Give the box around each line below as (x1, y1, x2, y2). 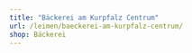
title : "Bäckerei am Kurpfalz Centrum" (9, 13, 160, 22)
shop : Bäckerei (9, 30, 67, 39)
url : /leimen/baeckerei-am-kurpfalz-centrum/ (9, 22, 183, 31)
